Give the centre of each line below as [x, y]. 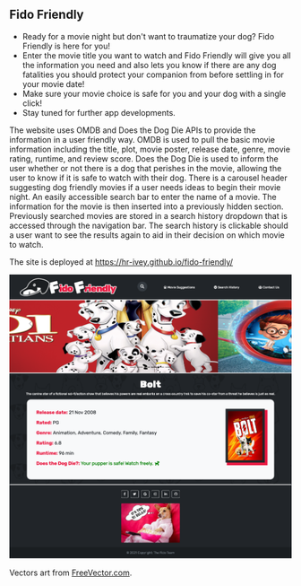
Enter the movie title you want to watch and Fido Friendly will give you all [156, 55]
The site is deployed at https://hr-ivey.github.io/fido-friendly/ [121, 262]
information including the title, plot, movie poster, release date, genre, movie [150, 149]
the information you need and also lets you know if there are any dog [149, 65]
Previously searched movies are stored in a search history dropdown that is [149, 215]
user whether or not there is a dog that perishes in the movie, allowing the [146, 168]
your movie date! [53, 83]
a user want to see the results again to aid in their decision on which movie [147, 235]
